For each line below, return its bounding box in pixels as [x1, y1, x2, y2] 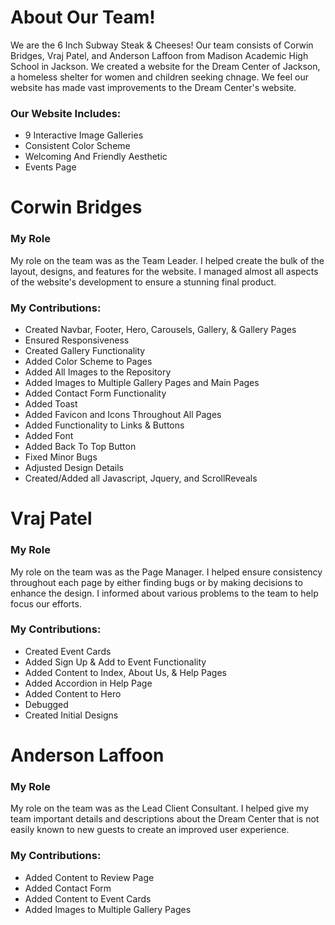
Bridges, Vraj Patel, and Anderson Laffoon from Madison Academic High [10, 49, 309, 61]
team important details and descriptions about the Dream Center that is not [10, 813, 320, 825]
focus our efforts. [10, 597, 82, 610]
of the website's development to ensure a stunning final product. [10, 276, 277, 288]
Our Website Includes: [10, 106, 122, 120]
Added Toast [24, 398, 78, 410]
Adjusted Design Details [24, 462, 124, 474]
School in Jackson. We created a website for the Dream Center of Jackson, [10, 60, 321, 72]
